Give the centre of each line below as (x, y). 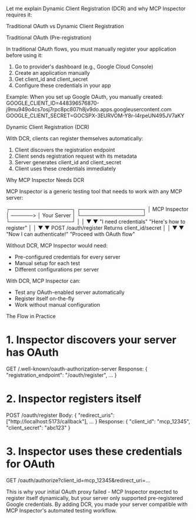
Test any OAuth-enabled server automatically (69, 292)
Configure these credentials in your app (63, 85)
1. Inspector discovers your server (91, 340)
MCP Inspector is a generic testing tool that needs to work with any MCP (94, 191)
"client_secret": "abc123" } (38, 428)
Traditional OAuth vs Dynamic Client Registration (65, 26)
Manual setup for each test (47, 263)
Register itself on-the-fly (44, 299)
